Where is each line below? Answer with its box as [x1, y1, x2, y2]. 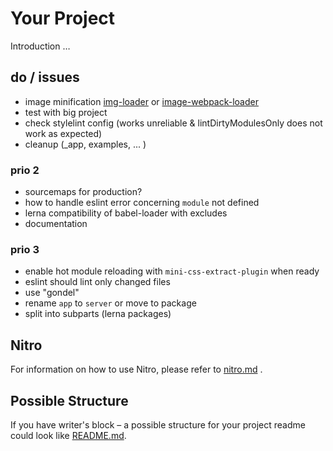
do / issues [10, 69, 80, 86]
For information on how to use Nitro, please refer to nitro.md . [10, 363, 263, 376]
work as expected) [24, 127, 103, 139]
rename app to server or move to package [24, 297, 197, 309]
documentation [24, 218, 88, 230]
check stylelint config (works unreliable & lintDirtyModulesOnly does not [24, 117, 323, 129]
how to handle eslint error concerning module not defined [24, 197, 260, 209]
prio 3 [10, 242, 40, 256]
